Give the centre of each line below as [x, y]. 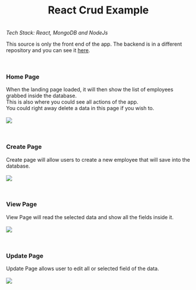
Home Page [23, 77]
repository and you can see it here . [48, 50]
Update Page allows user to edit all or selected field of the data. [82, 269]
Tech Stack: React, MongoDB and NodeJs [57, 32]
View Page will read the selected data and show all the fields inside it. [90, 217]
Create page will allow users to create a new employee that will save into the [98, 159]
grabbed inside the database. [42, 96]
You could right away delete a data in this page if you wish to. [80, 108]
